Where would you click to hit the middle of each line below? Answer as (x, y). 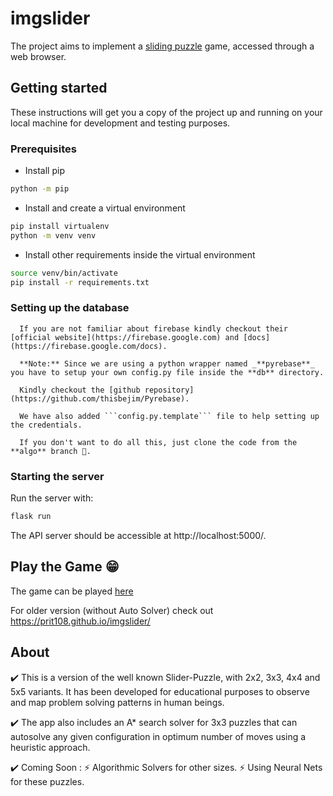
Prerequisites (43, 149)
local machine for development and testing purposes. (120, 123)
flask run (31, 517)
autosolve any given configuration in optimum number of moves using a (158, 736)
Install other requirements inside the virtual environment (140, 254)
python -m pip (40, 189)
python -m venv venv (53, 235)
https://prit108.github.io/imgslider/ (80, 621)
